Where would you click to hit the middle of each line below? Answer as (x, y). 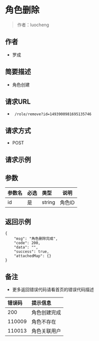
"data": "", (26, 248)
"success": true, (32, 252)
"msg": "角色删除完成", (36, 239)
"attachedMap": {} (33, 256)
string (49, 202)
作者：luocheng (33, 25)
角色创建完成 (46, 313)
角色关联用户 (46, 331)
